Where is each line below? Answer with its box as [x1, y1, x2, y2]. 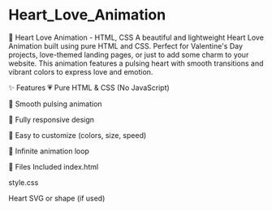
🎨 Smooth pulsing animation [8, 99, 103, 109]
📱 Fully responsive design [8, 114, 95, 124]
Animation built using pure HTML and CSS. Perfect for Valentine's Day [8, 41, 244, 50]
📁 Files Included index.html [8, 161, 99, 171]
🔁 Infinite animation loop [8, 146, 89, 156]
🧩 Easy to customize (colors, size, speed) [8, 130, 147, 140]
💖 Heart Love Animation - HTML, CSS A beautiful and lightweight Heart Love [8, 32, 264, 42]
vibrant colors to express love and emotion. [8, 67, 153, 76]
